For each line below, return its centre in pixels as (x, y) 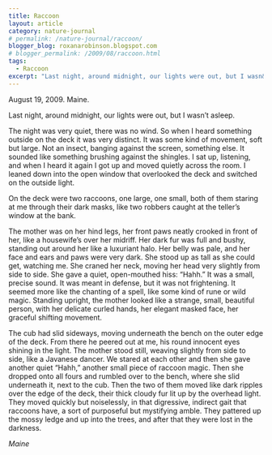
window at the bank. (42, 215)
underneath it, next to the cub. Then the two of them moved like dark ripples (136, 384)
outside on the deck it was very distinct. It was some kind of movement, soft (136, 140)
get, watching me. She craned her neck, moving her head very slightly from (134, 265)
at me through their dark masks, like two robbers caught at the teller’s (124, 207)
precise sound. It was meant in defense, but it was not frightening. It (122, 283)
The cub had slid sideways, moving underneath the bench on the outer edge (136, 333)
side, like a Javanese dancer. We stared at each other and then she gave (130, 358)
